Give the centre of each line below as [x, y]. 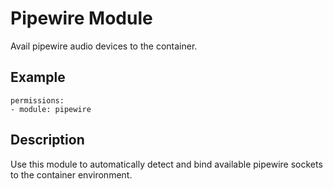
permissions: [37, 100]
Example [38, 77]
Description [47, 140]
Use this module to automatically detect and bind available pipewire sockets [166, 164]
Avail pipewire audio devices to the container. [104, 46]
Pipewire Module [81, 18]
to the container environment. [71, 174]
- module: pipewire [51, 109]
